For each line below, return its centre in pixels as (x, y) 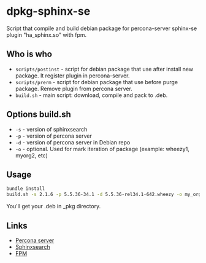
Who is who (29, 54)
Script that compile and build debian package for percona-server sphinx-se (102, 28)
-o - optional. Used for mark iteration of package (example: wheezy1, (102, 149)
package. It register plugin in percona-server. (72, 76)
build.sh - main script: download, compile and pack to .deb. (91, 95)
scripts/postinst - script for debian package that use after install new (104, 69)
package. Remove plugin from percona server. (74, 88)
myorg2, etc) (31, 155)
